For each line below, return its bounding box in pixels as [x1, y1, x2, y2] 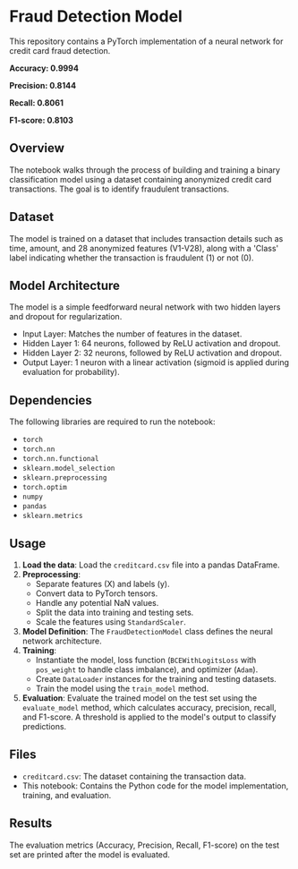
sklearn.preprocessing [21, 473, 107, 482]
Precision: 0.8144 [9, 80, 77, 90]
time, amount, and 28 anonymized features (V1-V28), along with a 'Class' [9, 243, 279, 253]
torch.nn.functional [21, 455, 99, 464]
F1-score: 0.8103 [9, 115, 74, 125]
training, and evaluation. [21, 789, 112, 800]
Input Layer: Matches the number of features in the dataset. [21, 328, 243, 339]
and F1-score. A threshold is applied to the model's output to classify [21, 711, 277, 722]
